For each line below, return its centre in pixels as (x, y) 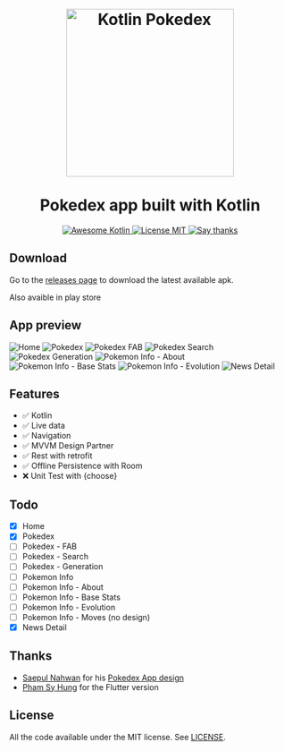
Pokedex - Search (55, 557)
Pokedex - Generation (63, 567)
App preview (46, 325)
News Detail (44, 627)
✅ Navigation (46, 436)
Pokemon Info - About (63, 587)
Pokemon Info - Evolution (69, 607)
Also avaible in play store (55, 297)
